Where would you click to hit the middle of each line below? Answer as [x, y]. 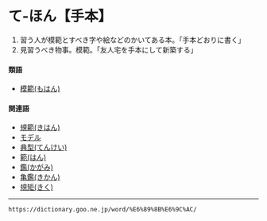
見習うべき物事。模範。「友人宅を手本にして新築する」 [108, 49]
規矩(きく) [37, 187]
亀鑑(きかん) [40, 177]
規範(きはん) [40, 127]
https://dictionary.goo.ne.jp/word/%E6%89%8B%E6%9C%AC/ [103, 210]
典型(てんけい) [43, 147]
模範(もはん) [40, 89]
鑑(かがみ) [37, 167]
